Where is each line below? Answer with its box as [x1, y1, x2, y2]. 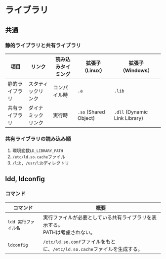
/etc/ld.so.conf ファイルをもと [42, 238, 116, 245]
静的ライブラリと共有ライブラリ [5, 42, 82, 49]
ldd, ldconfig [5, 174, 45, 183]
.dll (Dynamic [114, 108, 148, 115]
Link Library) [114, 114, 144, 121]
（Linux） [82, 67, 105, 74]
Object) [77, 114, 95, 121]
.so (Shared [77, 108, 105, 115]
